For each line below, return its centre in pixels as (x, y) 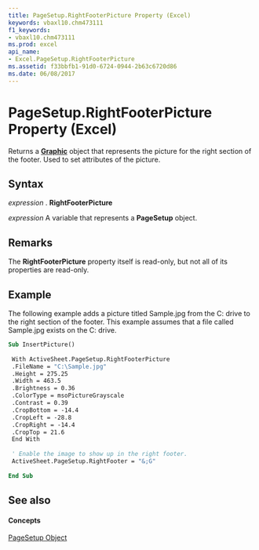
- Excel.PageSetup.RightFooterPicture (71, 60)
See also (29, 500)
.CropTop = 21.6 (38, 432)
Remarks (31, 243)
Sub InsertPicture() (42, 344)
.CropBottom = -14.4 (45, 410)
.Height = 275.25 (40, 373)
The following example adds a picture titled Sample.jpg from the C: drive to (129, 313)
